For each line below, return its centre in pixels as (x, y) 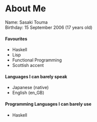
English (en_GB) (28, 93)
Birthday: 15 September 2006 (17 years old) (49, 27)
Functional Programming (37, 60)
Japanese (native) (30, 88)
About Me (25, 9)
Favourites (16, 39)
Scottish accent (28, 65)
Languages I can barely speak (36, 76)
